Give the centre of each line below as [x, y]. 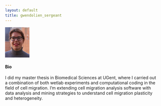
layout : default [21, 10]
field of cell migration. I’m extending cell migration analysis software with [78, 88]
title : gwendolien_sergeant [34, 15]
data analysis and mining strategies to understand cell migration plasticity [79, 93]
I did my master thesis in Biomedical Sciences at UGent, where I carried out [81, 77]
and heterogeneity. [24, 98]
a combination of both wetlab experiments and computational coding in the [80, 83]
